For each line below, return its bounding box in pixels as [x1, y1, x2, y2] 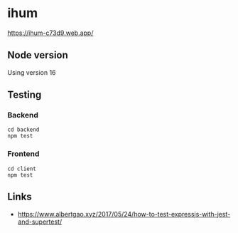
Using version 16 [7, 68, 56, 76]
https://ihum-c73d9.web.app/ [7, 29, 94, 37]
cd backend [7, 126, 40, 133]
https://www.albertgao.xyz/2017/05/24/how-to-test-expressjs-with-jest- [17, 209, 231, 218]
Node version [7, 49, 69, 61]
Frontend [7, 149, 40, 159]
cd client [7, 165, 37, 172]
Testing [7, 89, 42, 101]
